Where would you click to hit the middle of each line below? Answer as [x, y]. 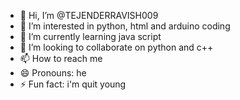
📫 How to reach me [61, 58]
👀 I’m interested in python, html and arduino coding [125, 26]
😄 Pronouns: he [53, 73]
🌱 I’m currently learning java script [90, 36]
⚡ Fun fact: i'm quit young [73, 84]
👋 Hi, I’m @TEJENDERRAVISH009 [89, 15]
